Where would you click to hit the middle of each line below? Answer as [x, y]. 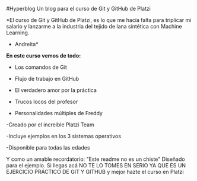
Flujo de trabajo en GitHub [47, 79]
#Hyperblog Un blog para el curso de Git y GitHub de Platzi [79, 9]
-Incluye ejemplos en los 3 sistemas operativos [64, 136]
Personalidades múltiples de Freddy [58, 113]
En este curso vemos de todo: [44, 55]
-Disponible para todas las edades [48, 147]
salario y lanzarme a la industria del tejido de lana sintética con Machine [94, 26]
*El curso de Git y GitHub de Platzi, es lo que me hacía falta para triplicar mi [99, 20]
